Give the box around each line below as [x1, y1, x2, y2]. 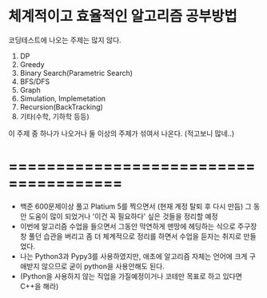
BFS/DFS [19, 77, 50, 86]
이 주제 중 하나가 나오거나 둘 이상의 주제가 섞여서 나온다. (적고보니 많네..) [8, 129, 235, 138]
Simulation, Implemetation [19, 93, 106, 103]
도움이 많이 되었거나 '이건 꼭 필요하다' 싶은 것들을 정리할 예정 [28, 211, 218, 221]
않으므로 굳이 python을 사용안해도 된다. [41, 261, 165, 271]
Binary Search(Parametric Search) [19, 68, 133, 77]
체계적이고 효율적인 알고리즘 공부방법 [8, 7, 237, 26]
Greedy [19, 59, 46, 69]
